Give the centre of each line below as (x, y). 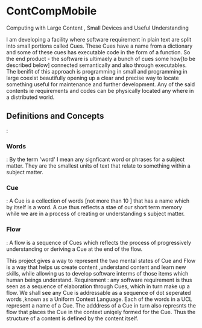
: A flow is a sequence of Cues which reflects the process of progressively (99, 242)
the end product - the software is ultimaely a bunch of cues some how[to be (101, 58)
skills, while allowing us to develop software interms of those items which (97, 273)
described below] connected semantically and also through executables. (96, 65)
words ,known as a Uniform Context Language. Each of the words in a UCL (99, 299)
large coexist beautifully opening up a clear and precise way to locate (93, 78)
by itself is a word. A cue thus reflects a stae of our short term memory (94, 207)
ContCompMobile (52, 11)
